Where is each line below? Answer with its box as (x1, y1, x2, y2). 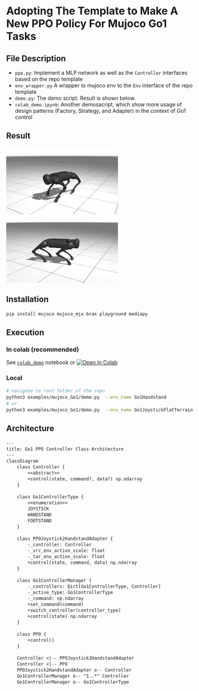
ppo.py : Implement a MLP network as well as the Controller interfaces (14, 69, 188, 76)
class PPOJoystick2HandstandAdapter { (17, 536, 113, 542)
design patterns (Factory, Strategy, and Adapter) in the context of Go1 (14, 108, 186, 114)
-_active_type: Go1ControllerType (27, 589, 113, 595)
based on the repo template (14, 76, 83, 82)
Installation (6, 294, 49, 305)
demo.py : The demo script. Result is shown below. (14, 94, 136, 102)
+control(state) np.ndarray (27, 613, 97, 619)
